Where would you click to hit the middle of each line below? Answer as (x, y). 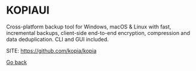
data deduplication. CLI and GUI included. (58, 39)
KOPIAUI (28, 10)
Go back (17, 62)
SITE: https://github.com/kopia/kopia (51, 50)
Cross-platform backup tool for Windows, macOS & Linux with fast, (89, 27)
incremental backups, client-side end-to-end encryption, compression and (98, 33)
